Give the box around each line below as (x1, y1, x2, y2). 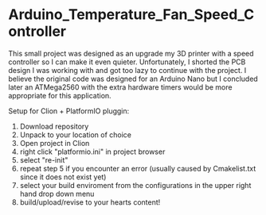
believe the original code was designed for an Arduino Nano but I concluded (8, 74, 259, 83)
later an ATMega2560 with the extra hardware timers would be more (8, 82, 233, 92)
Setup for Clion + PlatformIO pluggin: (8, 106, 130, 116)
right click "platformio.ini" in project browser (19, 147, 166, 156)
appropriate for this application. (8, 90, 111, 100)
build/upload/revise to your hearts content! (19, 197, 161, 207)
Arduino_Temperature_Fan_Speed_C (8, 6, 255, 24)
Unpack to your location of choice (19, 129, 132, 140)
